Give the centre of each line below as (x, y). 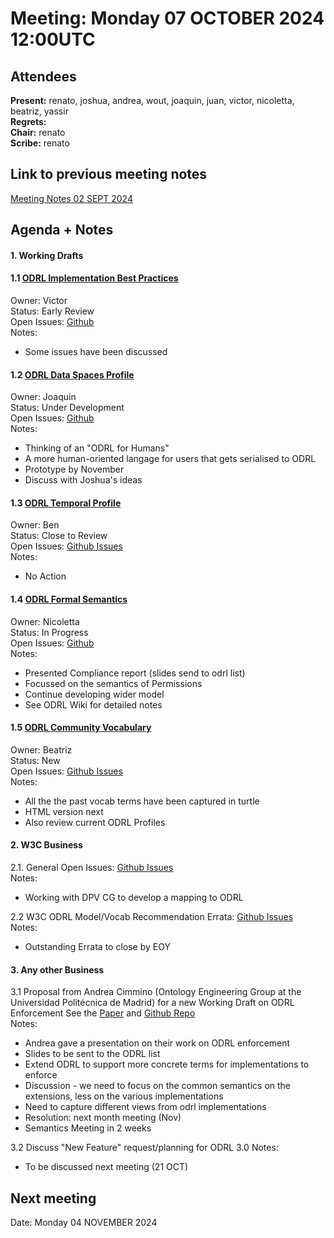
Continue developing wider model (94, 694)
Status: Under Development (67, 408)
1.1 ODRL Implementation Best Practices (94, 278)
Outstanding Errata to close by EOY (97, 947)
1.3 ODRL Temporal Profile (66, 503)
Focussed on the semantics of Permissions (113, 683)
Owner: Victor (39, 300)
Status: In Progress (49, 632)
